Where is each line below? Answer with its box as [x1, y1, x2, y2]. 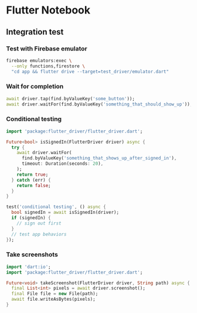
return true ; [16, 171, 49, 178]
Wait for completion [6, 83, 64, 91]
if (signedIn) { [11, 215, 51, 221]
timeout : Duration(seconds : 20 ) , [21, 161, 104, 167]
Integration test [6, 27, 64, 37]
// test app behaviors [11, 231, 67, 237]
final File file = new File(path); [11, 291, 98, 297]
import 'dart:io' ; [6, 264, 51, 270]
